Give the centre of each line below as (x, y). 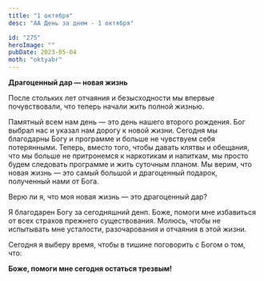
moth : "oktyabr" (35, 60)
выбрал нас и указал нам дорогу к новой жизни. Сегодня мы (113, 130)
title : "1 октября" (41, 16)
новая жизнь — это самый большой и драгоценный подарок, (113, 173)
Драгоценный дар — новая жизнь (68, 82)
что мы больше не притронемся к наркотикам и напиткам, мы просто (128, 156)
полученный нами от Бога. (54, 181)
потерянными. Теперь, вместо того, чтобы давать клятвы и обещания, (129, 147)
